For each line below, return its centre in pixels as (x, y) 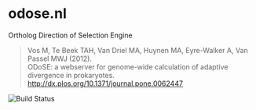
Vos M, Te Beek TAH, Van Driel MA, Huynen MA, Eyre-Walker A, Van (138, 50)
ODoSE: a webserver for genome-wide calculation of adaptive (128, 66)
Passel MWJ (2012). (60, 59)
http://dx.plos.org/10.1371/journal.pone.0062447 (105, 83)
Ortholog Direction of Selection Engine (70, 35)
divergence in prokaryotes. (71, 75)
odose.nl (37, 14)
